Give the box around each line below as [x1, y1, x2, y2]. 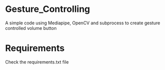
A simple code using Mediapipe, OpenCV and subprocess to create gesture [5, 20, 161, 26]
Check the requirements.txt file [5, 59, 69, 65]
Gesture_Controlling [5, 3, 91, 15]
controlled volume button [5, 25, 57, 31]
